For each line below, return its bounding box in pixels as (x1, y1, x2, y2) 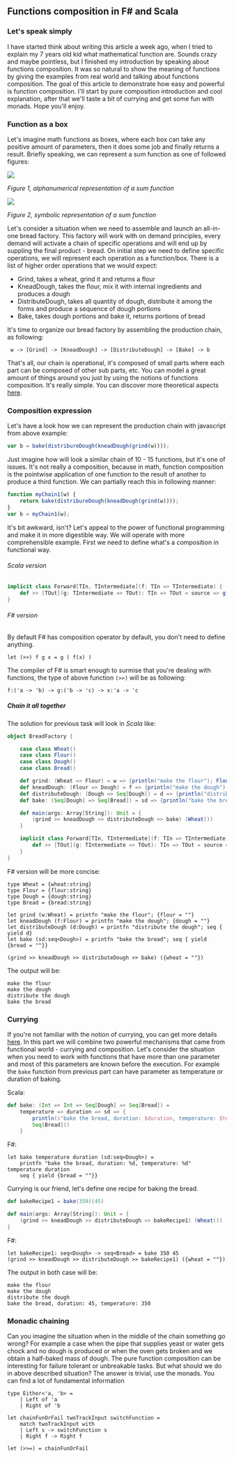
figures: (7, 157, 30, 166)
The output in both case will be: (7, 1268, 98, 1276)
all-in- (203, 224, 221, 233)
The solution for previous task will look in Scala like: (7, 719, 156, 727)
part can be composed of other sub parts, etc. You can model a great (7, 366, 207, 374)
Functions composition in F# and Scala (7, 6, 179, 17)
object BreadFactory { (7, 733, 73, 740)
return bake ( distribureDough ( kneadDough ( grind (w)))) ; (19, 497, 179, 505)
